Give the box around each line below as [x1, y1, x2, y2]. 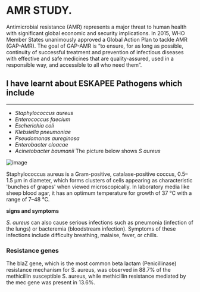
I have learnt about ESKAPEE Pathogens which [6, 79, 183, 89]
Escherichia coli [14, 122, 55, 129]
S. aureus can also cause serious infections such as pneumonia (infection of [6, 219, 193, 226]
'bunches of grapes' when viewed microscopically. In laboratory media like [6, 183, 190, 190]
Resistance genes [6, 246, 60, 254]
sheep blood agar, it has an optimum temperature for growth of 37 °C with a [6, 189, 192, 197]
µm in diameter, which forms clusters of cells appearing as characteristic [14, 176, 193, 184]
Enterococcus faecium [14, 116, 70, 123]
